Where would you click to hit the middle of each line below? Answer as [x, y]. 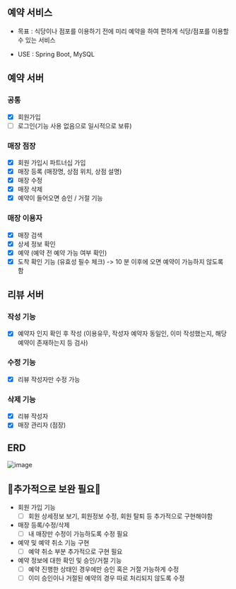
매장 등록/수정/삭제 [43, 525]
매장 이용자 [25, 218]
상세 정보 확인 [36, 244]
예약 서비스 [30, 13]
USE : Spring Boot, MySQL [56, 54]
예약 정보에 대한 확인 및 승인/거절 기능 [70, 561]
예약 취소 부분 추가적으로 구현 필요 [75, 551]
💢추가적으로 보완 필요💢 [54, 489]
